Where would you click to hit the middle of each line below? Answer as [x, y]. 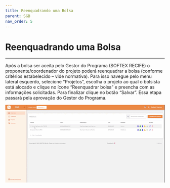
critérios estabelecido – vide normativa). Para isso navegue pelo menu [78, 76]
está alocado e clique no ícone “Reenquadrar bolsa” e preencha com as [80, 87]
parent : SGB [18, 16]
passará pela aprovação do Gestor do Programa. [56, 98]
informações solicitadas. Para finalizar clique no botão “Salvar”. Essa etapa [83, 92]
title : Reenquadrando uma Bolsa [39, 11]
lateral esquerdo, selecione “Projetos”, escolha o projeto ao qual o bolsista [83, 82]
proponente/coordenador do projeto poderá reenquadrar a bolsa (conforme [84, 71]
